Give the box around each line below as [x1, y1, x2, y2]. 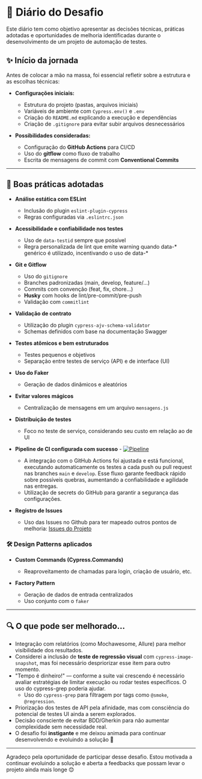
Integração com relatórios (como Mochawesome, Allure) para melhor [14, 640, 186, 647]
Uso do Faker [14, 369, 49, 376]
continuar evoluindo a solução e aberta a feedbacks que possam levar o [6, 759, 185, 766]
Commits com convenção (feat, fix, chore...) [23, 285, 133, 293]
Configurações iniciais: [14, 89, 75, 97]
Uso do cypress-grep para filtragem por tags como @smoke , [23, 691, 169, 699]
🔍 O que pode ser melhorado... [6, 621, 125, 631]
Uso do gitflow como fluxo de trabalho [23, 150, 120, 157]
